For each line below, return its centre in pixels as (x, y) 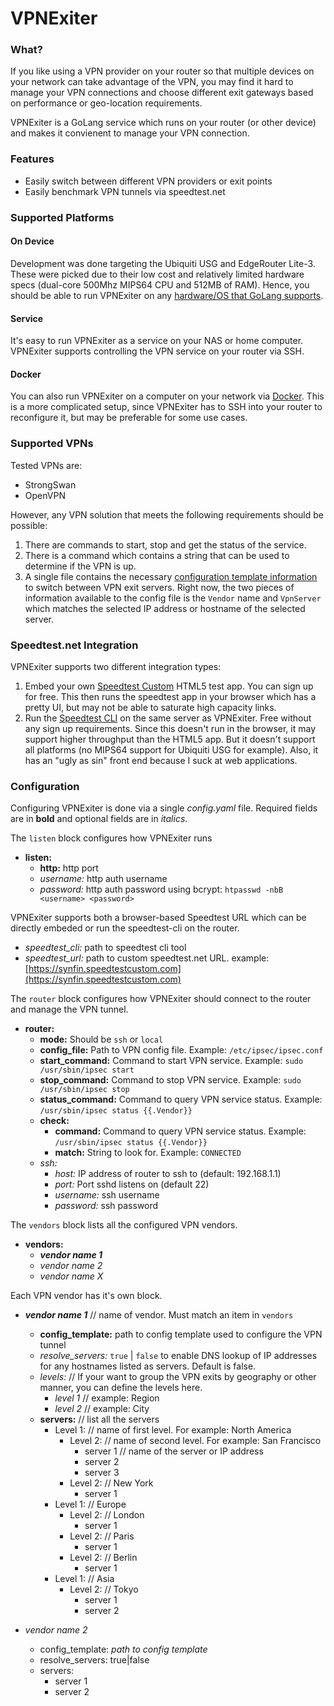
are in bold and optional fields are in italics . (99, 819)
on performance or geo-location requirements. (106, 103)
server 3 (102, 1473)
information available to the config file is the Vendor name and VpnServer (173, 598)
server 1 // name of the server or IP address (174, 1451)
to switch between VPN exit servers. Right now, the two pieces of (159, 587)
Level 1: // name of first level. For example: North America (173, 1430)
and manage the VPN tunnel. (69, 1009)
